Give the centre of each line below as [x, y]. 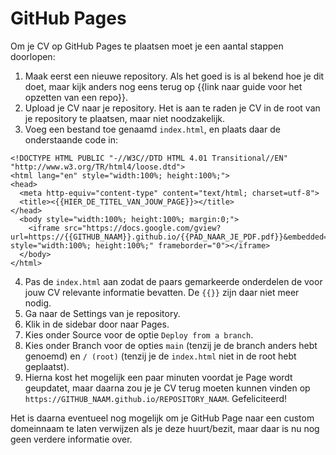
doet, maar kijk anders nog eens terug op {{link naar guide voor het [163, 86]
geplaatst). [47, 366]
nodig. [38, 303]
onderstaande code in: [71, 139]
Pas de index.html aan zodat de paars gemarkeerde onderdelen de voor [173, 281]
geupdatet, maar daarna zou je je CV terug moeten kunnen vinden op [167, 388]
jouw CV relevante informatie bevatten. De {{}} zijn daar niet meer [162, 292]
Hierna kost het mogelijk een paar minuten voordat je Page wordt [158, 377]
